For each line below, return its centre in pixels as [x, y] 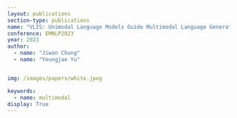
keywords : [22, 91]
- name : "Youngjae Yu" [47, 60]
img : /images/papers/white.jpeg [55, 78]
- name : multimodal [42, 98]
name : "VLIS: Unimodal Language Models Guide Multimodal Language [107, 27]
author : [19, 46]
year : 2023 [23, 40]
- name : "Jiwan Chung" [47, 53]
